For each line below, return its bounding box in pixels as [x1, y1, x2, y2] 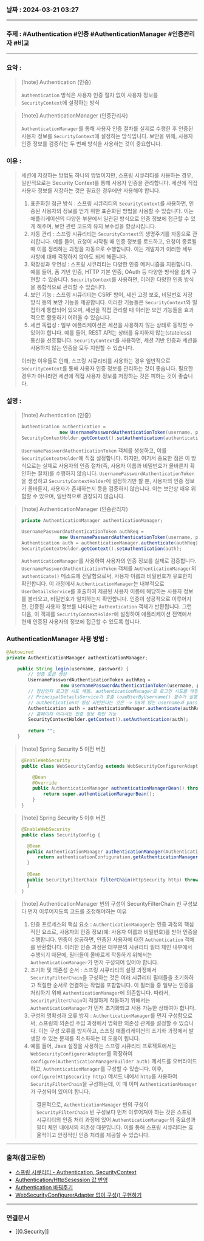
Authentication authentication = [21, 424, 106, 430]
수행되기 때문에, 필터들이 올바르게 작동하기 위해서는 [30, 951, 152, 958]
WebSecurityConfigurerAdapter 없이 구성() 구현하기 [15, 1191, 142, 1198]
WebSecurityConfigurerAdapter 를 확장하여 [30, 1049, 133, 1057]
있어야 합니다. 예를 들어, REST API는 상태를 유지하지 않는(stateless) [30, 329, 192, 336]
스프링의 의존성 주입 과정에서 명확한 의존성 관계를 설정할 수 [38, 1019, 178, 1026]
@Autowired [6, 649, 34, 655]
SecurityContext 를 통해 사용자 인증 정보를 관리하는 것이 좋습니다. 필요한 [21, 365, 193, 372]
